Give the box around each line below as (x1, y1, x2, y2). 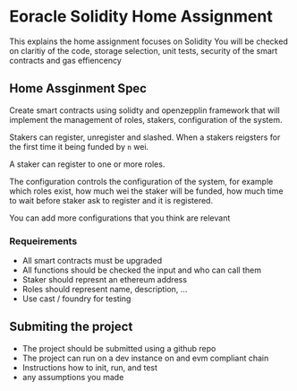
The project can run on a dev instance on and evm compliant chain (21, 352, 269, 363)
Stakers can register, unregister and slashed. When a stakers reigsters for (9, 132, 281, 143)
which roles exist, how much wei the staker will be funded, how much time (9, 186, 284, 196)
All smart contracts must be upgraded (21, 256, 163, 266)
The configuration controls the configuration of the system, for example (9, 176, 274, 187)
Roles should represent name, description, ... (21, 284, 188, 295)
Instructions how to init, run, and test (21, 361, 158, 373)
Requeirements (9, 235, 78, 248)
